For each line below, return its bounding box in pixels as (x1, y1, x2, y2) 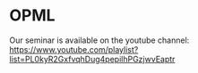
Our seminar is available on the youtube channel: (9, 35, 190, 45)
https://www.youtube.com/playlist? (9, 44, 139, 54)
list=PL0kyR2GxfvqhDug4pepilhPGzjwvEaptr (9, 53, 176, 64)
